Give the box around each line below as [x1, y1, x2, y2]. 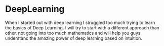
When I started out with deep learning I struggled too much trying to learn [5, 20, 155, 25]
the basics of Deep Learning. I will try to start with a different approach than [5, 24, 160, 30]
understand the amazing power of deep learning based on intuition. [5, 35, 142, 41]
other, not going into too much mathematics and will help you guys [5, 30, 141, 36]
